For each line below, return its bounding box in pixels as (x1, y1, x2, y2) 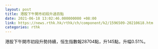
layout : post (5, 7, 32, 12)
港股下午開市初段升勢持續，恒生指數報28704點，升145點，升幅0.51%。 (5, 39, 148, 45)
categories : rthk (5, 25, 40, 30)
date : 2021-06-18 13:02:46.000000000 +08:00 (5, 16, 97, 21)
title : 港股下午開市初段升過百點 (5, 12, 64, 16)
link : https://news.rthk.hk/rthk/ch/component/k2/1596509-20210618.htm (5, 20, 153, 25)
